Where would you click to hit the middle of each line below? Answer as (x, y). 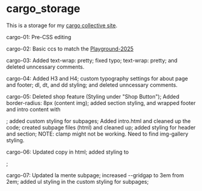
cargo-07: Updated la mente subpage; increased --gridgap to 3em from (95, 175)
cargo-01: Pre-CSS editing (39, 37)
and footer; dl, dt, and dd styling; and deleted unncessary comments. (92, 85)
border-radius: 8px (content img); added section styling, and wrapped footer (101, 103)
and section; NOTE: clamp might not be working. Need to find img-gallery (97, 134)
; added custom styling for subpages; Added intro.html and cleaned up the (99, 121)
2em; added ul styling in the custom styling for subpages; (78, 181)
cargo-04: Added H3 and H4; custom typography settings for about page (97, 78)
